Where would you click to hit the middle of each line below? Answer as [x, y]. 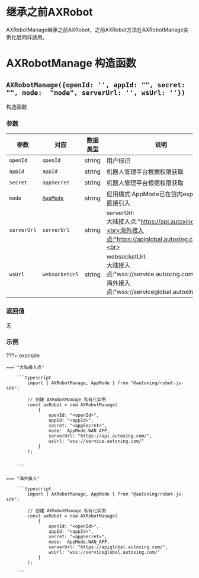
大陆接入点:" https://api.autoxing [150, 222]
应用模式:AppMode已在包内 [145, 194]
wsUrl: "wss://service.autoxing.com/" [96, 441]
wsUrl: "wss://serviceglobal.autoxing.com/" [104, 552]
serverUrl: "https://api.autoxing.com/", [100, 436]
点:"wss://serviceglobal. [140, 292]
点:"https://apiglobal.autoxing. [148, 239]
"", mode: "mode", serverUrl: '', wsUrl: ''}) [96, 92]
